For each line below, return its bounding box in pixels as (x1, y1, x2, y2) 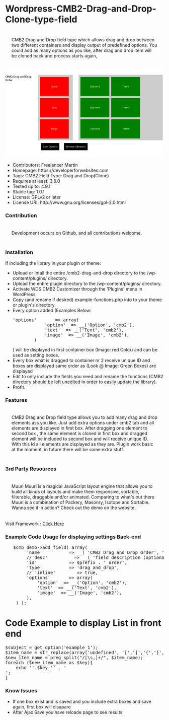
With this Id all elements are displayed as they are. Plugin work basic (12, 441, 153, 447)
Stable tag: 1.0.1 (12, 189, 45, 195)
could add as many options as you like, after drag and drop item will (12, 47, 152, 53)
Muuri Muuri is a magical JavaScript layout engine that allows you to (12, 483, 153, 489)
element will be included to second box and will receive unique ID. (12, 436, 148, 442)
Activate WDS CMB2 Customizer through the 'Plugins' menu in (12, 286, 142, 292)
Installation (5, 249, 34, 256)
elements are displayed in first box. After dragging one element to (12, 425, 147, 431)
